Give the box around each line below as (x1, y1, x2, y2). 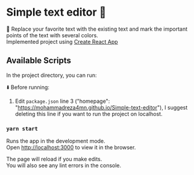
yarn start (6, 125, 38, 132)
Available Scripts (6, 55, 71, 66)
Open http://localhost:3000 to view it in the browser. (6, 144, 136, 151)
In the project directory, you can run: (6, 72, 97, 79)
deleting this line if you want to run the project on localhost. (14, 110, 163, 117)
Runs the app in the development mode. (6, 138, 105, 145)
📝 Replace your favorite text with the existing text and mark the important (6, 25, 188, 32)
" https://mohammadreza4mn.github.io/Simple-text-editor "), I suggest (14, 103, 188, 111)
